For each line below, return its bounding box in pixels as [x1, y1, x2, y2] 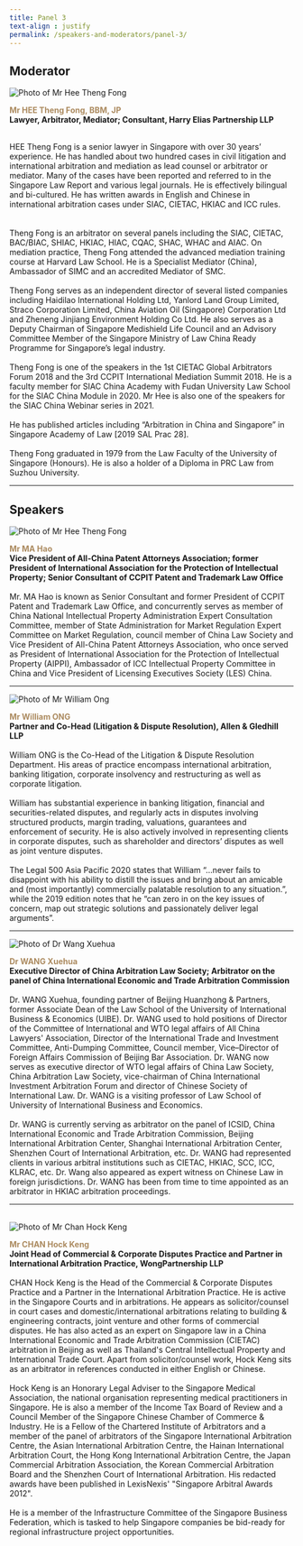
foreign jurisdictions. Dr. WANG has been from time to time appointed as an [9, 1176, 289, 1187]
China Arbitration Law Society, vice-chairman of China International [9, 1071, 261, 1081]
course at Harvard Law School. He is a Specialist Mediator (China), [9, 256, 257, 267]
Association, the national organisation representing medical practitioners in [9, 1393, 288, 1403]
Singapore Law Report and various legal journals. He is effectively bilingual [9, 179, 288, 190]
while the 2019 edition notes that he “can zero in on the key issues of [9, 894, 265, 904]
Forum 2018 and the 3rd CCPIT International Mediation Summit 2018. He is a [9, 372, 292, 382]
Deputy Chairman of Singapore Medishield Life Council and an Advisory [9, 324, 277, 335]
